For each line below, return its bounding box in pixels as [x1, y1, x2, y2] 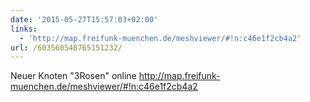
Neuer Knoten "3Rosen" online [10, 70, 137, 82]
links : [10, 24, 38, 34]
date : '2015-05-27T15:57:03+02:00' [10, 14, 159, 25]
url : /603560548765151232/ [10, 42, 123, 53]
